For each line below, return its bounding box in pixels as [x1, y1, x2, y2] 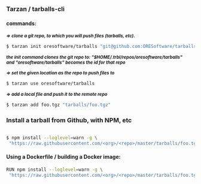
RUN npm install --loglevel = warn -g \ [6, 167, 103, 173]
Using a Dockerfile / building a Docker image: [6, 153, 121, 161]
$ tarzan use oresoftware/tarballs [6, 80, 95, 86]
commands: [6, 20, 37, 27]
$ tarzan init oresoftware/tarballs [6, 44, 98, 50]
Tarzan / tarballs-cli [6, 5, 65, 13]
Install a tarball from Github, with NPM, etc [6, 116, 132, 124]
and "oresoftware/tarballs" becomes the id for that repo [6, 59, 126, 65]
